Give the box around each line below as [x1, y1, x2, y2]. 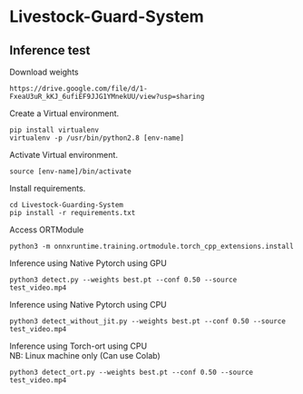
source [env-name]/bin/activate [9, 167, 132, 176]
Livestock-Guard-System [9, 6, 204, 27]
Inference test [9, 43, 91, 58]
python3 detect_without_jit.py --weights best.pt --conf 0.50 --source [9, 317, 286, 326]
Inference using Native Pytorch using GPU [9, 258, 168, 269]
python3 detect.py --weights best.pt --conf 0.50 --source [9, 275, 238, 284]
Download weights [9, 66, 79, 77]
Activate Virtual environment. [9, 150, 118, 160]
